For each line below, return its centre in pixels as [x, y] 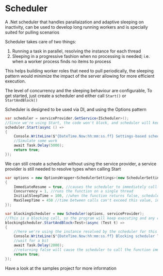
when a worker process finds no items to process [62, 61]
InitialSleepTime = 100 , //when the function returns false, [77, 196]
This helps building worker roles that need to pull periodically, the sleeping [79, 70]
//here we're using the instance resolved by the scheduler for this [86, 232]
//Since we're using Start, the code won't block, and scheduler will [78, 123]
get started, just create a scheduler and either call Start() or [66, 96]
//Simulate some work [35, 141]
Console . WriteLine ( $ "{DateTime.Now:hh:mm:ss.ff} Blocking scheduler [84, 236]
